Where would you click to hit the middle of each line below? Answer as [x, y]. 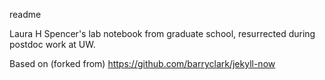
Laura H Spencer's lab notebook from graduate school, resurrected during [162, 33]
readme [25, 14]
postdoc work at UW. [52, 44]
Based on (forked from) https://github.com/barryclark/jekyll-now [142, 63]
